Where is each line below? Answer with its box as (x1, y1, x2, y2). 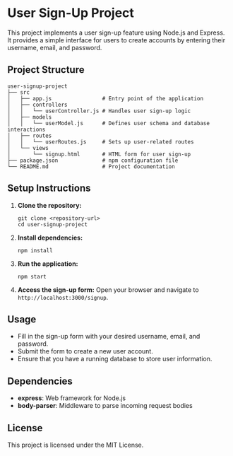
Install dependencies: (17, 233, 83, 242)
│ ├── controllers (7, 101, 68, 108)
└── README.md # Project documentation (7, 163, 175, 170)
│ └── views (7, 144, 49, 151)
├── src (7, 88, 30, 96)
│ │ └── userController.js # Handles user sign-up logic (7, 107, 191, 115)
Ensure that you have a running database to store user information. (17, 355, 213, 363)
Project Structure (7, 64, 85, 76)
